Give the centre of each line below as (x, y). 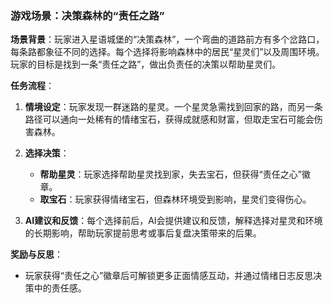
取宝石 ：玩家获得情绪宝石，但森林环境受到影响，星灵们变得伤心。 (175, 199)
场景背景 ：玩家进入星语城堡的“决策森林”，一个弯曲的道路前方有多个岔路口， (167, 39)
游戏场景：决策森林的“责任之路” (87, 15)
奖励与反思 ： (36, 254)
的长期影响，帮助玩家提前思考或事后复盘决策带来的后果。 (143, 233)
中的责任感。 (60, 288)
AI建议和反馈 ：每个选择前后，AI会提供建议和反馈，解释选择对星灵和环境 (173, 221)
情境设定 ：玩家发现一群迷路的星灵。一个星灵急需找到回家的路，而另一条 (173, 107)
